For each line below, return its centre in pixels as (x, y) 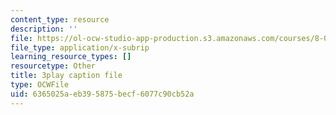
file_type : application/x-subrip (80, 47)
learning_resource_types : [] (71, 57)
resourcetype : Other (53, 66)
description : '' (44, 29)
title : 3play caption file (66, 76)
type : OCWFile (40, 85)
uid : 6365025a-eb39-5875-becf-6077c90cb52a (102, 94)
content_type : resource (60, 19)
